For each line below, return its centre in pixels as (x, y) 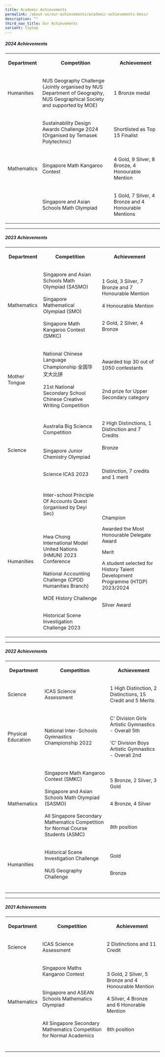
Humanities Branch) (66, 586)
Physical (17, 734)
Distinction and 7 (122, 429)
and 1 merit (115, 477)
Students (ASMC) (65, 834)
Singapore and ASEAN (68, 992)
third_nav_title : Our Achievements (41, 23)
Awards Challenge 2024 (70, 129)
